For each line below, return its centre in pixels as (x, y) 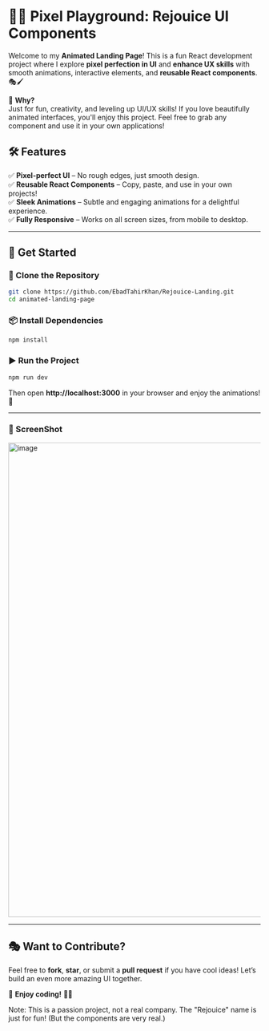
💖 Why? (22, 100)
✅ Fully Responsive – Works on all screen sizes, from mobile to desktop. (128, 219)
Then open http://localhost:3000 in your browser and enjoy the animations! (134, 393)
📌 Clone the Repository (54, 276)
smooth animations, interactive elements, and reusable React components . (133, 72)
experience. (28, 211)
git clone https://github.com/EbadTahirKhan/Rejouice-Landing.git (121, 292)
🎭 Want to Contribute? (67, 946)
